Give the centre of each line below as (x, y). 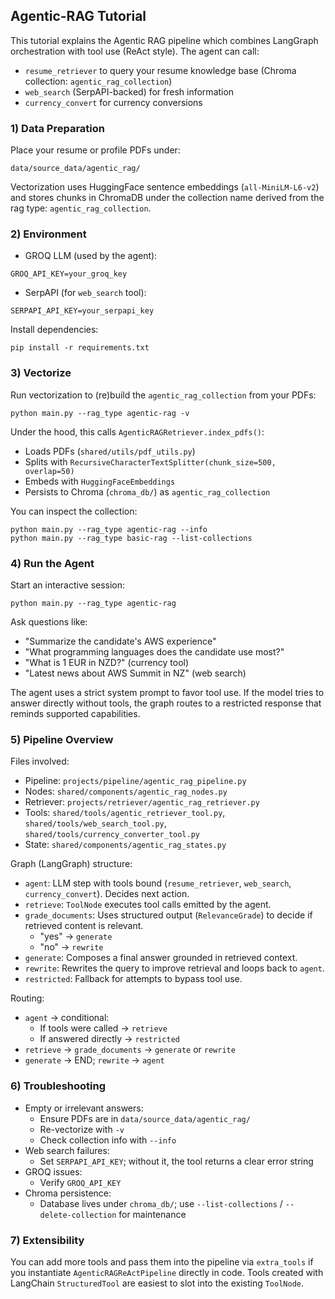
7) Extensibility (47, 1240)
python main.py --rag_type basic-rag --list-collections (131, 538)
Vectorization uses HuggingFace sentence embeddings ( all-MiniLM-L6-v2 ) (165, 187)
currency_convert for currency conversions (113, 102)
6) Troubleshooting (58, 1086)
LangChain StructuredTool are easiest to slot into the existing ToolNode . (157, 1283)
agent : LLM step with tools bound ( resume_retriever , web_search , (158, 883)
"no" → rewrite (71, 947)
